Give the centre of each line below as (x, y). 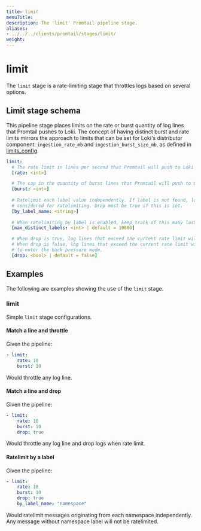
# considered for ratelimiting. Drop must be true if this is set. (98, 206)
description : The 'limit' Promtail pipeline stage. (72, 23)
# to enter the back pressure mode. (57, 250)
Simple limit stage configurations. (49, 317)
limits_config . (22, 151)
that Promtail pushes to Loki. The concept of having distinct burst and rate (98, 132)
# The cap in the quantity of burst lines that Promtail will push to (101, 184)
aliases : (17, 28)
